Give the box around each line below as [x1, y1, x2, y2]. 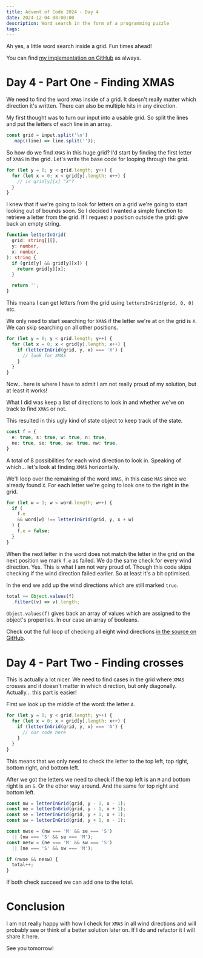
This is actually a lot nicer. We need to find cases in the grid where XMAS [6, 676, 185, 683]
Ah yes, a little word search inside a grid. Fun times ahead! [6, 43, 152, 50]
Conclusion [6, 900, 65, 914]
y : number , [12, 243, 39, 249]
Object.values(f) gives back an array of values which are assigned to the [6, 609, 191, 617]
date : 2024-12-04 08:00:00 [6, 15, 75, 21]
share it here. [6, 933, 39, 940]
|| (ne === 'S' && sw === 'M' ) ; [12, 845, 94, 852]
